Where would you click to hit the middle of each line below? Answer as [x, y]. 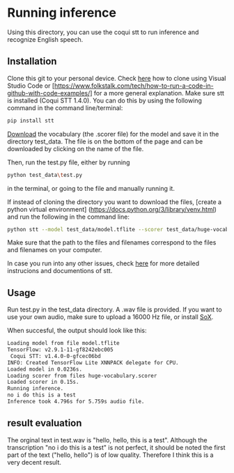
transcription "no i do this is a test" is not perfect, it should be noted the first [116, 447]
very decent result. [34, 462]
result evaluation [45, 423]
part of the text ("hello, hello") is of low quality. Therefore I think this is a [110, 455]
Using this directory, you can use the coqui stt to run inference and [103, 32]
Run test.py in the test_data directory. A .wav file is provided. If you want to [115, 310]
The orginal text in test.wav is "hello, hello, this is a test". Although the [107, 440]
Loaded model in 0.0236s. [45, 369]
